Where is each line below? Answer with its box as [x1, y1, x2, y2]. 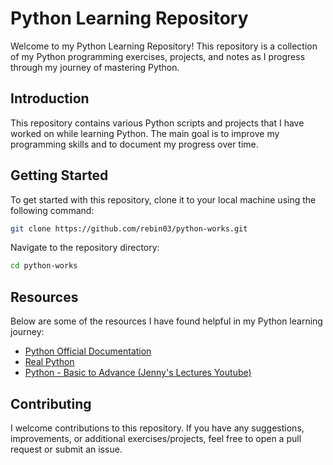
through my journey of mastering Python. [10, 61, 180, 73]
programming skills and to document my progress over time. [10, 138, 259, 150]
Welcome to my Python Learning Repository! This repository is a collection [10, 40, 318, 52]
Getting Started [10, 167, 109, 184]
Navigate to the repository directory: [10, 242, 160, 254]
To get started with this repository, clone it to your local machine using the [10, 193, 317, 206]
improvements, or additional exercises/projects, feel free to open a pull [10, 432, 302, 444]
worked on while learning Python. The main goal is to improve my [10, 127, 280, 139]
